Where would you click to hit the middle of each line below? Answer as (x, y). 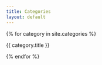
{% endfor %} (23, 56)
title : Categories (28, 11)
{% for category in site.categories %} (51, 33)
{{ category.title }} (28, 45)
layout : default (26, 17)
